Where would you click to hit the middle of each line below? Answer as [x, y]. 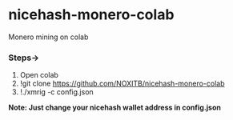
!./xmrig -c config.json [56, 92]
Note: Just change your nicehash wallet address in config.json [115, 108]
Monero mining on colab [48, 37]
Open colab [39, 75]
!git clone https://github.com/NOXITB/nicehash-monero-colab [123, 84]
